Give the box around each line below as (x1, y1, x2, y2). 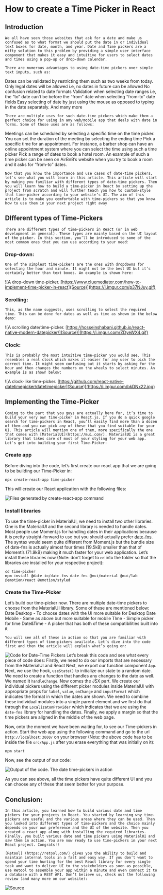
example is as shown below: (5, 370, 62, 375)
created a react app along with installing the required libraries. (5, 830, 147, 835)
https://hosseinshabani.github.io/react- (67, 325, 146, 330)
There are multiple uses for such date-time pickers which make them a (5, 113, 153, 118)
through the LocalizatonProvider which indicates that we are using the (5, 704, 147, 710)
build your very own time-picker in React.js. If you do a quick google (5, 415, 155, 420)
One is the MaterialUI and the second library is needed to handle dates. (5, 524, 147, 530)
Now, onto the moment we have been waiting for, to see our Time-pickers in (5, 724, 157, 730)
